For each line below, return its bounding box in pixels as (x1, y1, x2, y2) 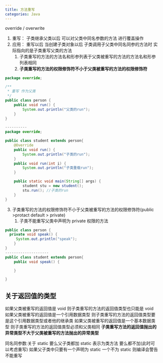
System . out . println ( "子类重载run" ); (22, 166, 94, 171)
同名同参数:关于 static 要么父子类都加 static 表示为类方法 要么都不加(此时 (5, 341, 151, 346)
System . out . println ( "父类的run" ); (22, 107, 91, 112)
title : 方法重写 (5, 7, 35, 12)
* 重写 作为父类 (7, 89, 36, 94)
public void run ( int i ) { (14, 161, 67, 166)
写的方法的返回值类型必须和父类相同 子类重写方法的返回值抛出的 (27, 324, 157, 330)
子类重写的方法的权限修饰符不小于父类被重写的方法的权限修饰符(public (12, 206, 154, 213)
